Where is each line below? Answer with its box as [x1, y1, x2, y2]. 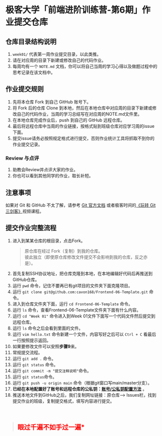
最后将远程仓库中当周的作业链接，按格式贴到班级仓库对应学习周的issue [12, 123, 155, 129]
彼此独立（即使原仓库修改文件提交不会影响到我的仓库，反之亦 [24, 254, 148, 260]
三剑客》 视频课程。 [5, 208, 44, 214]
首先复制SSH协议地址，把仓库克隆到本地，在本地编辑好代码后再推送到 [12, 270, 153, 276]
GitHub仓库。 [12, 277, 40, 282]
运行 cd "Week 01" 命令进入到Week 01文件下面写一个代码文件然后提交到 [12, 313, 156, 319]
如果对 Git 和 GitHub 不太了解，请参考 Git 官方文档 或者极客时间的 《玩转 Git [5, 202, 156, 208]
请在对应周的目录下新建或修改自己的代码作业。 [12, 57, 106, 63]
